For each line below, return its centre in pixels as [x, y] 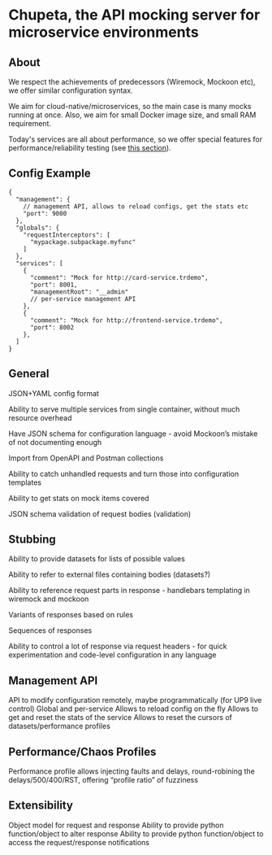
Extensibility [41, 806]
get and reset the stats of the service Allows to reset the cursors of [121, 718]
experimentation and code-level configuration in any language [112, 655]
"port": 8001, [54, 285]
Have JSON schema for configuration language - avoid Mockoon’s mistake [133, 434]
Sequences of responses [50, 630]
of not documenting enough [55, 442]
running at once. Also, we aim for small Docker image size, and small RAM [132, 115]
